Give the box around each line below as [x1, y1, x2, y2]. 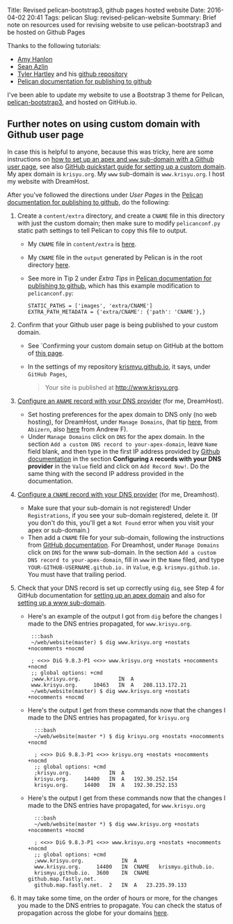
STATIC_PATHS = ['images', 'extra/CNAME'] [27, 302, 153, 309]
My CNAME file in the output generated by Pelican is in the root [27, 253, 203, 262]
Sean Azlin [17, 63, 49, 70]
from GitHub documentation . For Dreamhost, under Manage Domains [27, 541, 220, 549]
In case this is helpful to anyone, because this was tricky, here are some [7, 148, 214, 156]
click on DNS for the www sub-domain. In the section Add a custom [27, 548, 217, 556]
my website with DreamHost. [7, 177, 90, 185]
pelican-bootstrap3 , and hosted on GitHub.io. [7, 98, 137, 106]
